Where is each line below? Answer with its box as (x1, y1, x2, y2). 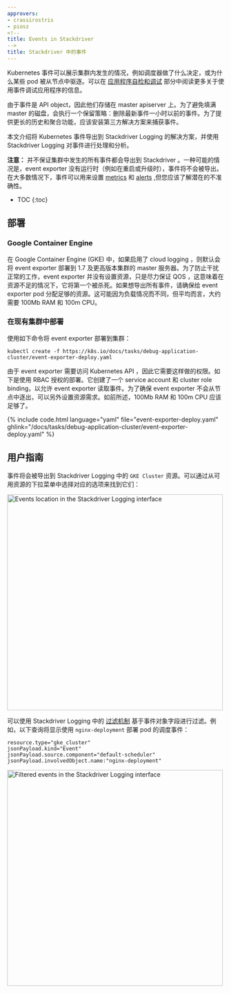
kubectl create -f (7, 348, 60, 354)
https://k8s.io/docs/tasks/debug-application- (62, 348, 199, 354)
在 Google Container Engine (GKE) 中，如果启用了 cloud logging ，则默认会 (7, 255, 221, 263)
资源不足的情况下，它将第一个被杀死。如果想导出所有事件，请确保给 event (7, 281, 219, 289)
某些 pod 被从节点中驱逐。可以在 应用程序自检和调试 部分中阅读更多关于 (12, 77, 219, 85)
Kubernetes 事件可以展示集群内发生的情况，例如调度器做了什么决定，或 (7, 68, 211, 77)
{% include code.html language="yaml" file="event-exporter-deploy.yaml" (7, 415, 219, 424)
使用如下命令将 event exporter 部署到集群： (7, 334, 131, 342)
